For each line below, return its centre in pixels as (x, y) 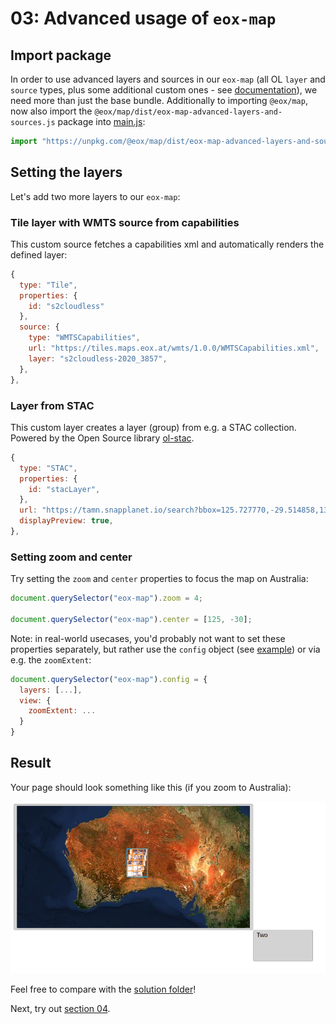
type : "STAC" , (48, 468)
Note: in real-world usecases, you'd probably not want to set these (148, 638)
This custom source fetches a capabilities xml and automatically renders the (167, 244)
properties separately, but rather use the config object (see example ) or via (165, 649)
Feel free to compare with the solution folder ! (103, 989)
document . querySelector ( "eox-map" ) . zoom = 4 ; (106, 598)
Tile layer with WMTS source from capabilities (125, 222)
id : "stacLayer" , (64, 489)
